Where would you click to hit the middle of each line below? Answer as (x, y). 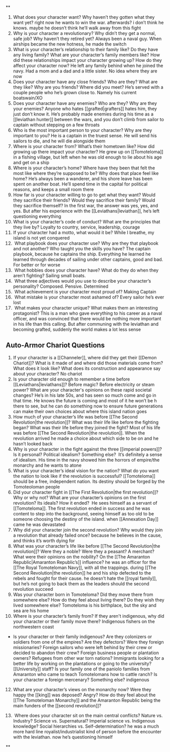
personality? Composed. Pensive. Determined (61, 286)
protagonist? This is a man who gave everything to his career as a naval (88, 313)
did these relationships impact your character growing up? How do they (87, 60)
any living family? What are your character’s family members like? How (87, 55)
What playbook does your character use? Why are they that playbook (86, 243)
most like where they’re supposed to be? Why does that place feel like (86, 173)
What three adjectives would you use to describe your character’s (83, 281)
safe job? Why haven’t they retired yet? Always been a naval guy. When (87, 39)
